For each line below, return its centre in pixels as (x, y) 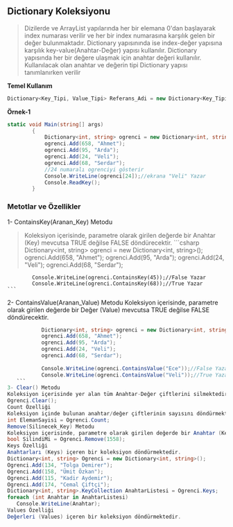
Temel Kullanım (30, 85)
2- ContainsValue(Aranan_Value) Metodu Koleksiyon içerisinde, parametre (113, 302)
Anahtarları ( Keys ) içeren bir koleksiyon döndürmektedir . (94, 452)
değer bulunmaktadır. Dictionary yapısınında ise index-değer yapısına (123, 43)
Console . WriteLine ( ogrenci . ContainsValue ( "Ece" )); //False (127, 368)
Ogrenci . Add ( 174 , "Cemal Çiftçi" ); (59, 485)
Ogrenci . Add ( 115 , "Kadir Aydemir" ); (60, 478)
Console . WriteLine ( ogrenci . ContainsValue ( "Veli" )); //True (127, 375)
